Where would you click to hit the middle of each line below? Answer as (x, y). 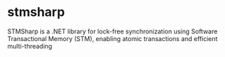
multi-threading (30, 46)
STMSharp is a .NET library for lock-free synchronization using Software (112, 31)
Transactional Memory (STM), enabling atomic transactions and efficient (112, 38)
